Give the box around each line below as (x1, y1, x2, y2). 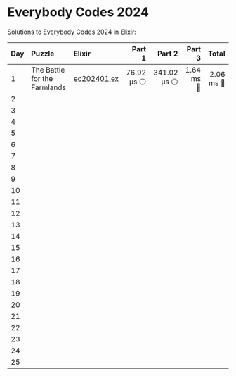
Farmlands (31, 82, 67, 92)
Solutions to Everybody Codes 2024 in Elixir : (7, 27, 137, 36)
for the (31, 73, 53, 83)
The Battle (31, 65, 65, 75)
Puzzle (31, 49, 55, 58)
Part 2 (157, 49, 178, 58)
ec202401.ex (73, 73, 119, 83)
